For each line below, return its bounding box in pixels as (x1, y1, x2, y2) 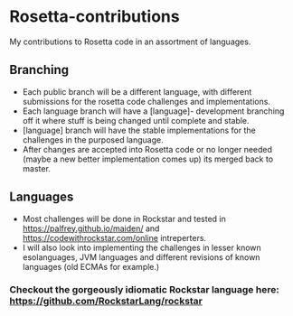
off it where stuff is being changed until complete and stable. (22, 115, 250, 125)
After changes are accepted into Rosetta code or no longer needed (22, 144, 273, 154)
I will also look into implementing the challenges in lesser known (22, 242, 262, 253)
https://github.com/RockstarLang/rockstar (9, 295, 203, 308)
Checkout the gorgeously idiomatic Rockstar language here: (9, 283, 280, 296)
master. (22, 163, 52, 173)
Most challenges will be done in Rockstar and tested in (22, 213, 226, 224)
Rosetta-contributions (9, 6, 180, 27)
